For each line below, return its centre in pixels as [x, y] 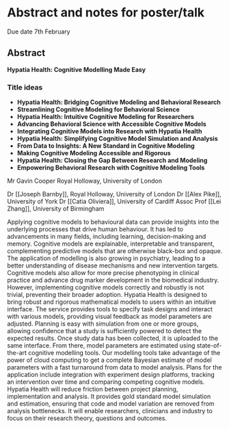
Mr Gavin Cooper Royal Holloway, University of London [85, 181]
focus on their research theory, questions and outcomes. [87, 418]
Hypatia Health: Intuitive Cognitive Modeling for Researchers [106, 117]
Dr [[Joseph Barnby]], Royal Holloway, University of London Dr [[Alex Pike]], [114, 194]
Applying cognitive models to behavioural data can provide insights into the [113, 222]
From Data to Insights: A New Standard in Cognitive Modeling [106, 146]
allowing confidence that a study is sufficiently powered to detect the [105, 331]
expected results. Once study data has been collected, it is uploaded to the [113, 338]
